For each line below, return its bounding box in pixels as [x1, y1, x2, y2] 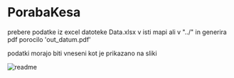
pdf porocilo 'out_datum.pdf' [7, 35, 91, 43]
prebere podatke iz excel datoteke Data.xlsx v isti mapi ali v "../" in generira [7, 28, 228, 36]
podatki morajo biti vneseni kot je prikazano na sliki [7, 49, 158, 57]
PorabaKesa [7, 4, 81, 21]
